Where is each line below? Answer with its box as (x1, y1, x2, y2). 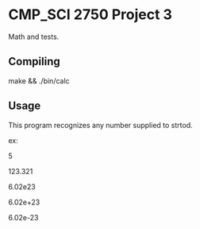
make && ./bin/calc (8, 76, 70, 85)
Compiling (8, 55, 61, 68)
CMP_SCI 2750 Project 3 (8, 6, 173, 24)
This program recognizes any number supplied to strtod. (8, 120, 193, 130)
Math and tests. (8, 32, 60, 41)
